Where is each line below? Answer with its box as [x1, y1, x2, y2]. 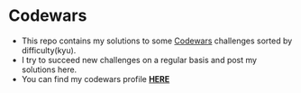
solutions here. [21, 64, 78, 75]
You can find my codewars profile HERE [21, 73, 170, 84]
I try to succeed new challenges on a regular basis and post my [21, 54, 258, 65]
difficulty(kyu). [21, 44, 77, 55]
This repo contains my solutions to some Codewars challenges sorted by [21, 35, 293, 46]
